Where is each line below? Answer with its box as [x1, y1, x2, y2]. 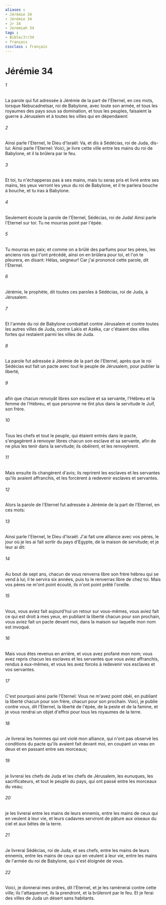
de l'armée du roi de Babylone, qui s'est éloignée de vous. [5, 858, 124, 864]
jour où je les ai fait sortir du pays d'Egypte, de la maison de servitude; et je [5, 539, 160, 545]
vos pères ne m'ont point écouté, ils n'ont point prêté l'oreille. [5, 581, 130, 587]
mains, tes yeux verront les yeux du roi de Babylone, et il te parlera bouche [5, 182, 158, 188]
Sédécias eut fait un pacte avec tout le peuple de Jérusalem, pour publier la [5, 363, 160, 369]
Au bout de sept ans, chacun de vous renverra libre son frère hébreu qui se [5, 571, 159, 577]
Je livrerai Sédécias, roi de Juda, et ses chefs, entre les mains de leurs [5, 848, 150, 853]
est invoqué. [5, 624, 31, 630]
